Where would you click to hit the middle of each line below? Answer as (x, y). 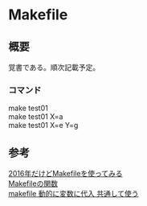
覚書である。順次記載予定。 (54, 67)
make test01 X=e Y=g (43, 126)
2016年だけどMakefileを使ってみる (65, 174)
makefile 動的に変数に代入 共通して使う (73, 194)
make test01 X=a (36, 117)
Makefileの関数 (33, 183)
